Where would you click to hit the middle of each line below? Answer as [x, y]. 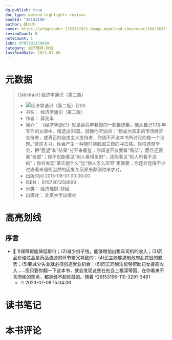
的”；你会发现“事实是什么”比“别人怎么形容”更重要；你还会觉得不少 [95, 163]
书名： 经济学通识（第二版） [55, 112]
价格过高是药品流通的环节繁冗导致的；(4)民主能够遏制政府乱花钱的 [88, 258]
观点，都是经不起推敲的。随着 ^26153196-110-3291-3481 [90, 277]
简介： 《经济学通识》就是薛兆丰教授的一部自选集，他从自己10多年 [96, 125]
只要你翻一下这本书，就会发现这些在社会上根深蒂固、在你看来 [94, 270]
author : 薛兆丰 [20, 24]
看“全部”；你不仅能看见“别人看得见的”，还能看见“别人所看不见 [91, 157]
